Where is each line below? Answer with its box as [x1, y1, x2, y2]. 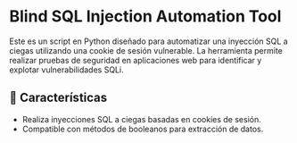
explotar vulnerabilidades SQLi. [9, 64, 124, 75]
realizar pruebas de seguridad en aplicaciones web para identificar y [9, 55, 262, 65]
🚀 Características [9, 90, 108, 105]
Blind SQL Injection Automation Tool [9, 6, 282, 27]
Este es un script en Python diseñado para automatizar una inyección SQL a [9, 36, 288, 46]
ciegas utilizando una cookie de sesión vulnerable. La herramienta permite [9, 45, 284, 55]
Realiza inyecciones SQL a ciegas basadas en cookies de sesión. [21, 114, 261, 124]
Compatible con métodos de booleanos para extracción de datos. [21, 123, 264, 134]
